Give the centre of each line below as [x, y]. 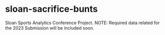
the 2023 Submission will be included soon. [50, 28]
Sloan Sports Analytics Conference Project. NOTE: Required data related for [82, 23]
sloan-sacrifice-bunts [52, 9]
